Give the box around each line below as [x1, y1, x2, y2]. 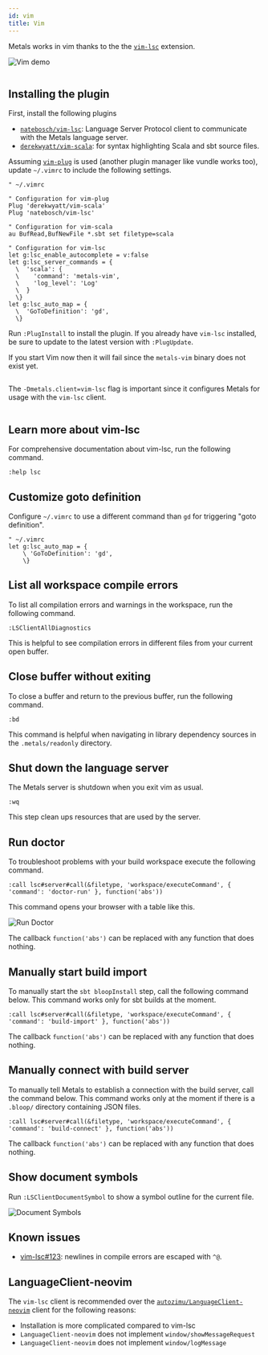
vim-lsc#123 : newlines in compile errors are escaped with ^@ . [19, 1252, 222, 1262]
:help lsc [8, 468, 42, 477]
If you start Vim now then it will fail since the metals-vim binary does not [8, 353, 246, 363]
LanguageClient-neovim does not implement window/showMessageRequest [19, 1329, 255, 1339]
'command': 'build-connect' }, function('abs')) [8, 1124, 174, 1132]
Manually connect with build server [8, 1063, 189, 1078]
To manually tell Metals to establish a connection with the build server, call [8, 1085, 254, 1094]
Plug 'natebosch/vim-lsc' [8, 209, 95, 217]
